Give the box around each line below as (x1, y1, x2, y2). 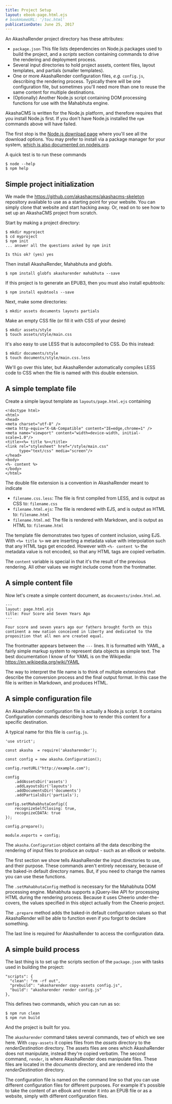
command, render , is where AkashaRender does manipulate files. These (5, 1056, 157, 1062)
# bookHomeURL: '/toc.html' (5, 17, 66, 22)
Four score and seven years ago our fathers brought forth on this (5, 624, 153, 630)
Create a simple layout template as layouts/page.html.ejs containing (5, 398, 151, 404)
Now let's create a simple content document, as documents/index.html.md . (5, 592, 161, 598)
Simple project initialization (5, 180, 95, 188)
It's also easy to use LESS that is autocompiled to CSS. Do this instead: (5, 341, 155, 347)
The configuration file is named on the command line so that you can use (5, 1077, 160, 1083)
